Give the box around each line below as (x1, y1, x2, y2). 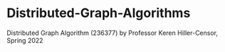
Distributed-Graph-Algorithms (6, 5, 191, 21)
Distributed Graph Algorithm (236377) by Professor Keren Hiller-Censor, (6, 28, 219, 37)
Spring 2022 (6, 36, 43, 44)
